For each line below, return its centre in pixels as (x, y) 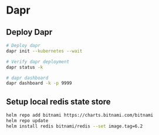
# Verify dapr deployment (38, 62)
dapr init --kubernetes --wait (44, 51)
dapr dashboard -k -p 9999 (39, 83)
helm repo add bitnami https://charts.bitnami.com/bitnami (80, 116)
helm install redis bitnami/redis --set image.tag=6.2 (75, 126)
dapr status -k (25, 67)
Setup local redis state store (58, 102)
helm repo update (27, 121)
